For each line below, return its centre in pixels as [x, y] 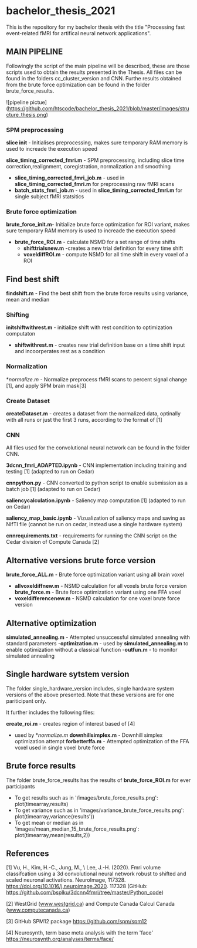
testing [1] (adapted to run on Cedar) [50, 472]
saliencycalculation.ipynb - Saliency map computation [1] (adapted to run [96, 500]
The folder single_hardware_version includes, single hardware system [90, 688]
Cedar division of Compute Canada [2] [53, 542]
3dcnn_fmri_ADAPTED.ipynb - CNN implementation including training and [96, 465]
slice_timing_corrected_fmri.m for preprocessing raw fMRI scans [94, 184]
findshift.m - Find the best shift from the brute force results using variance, [97, 293]
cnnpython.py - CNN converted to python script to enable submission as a [97, 483]
